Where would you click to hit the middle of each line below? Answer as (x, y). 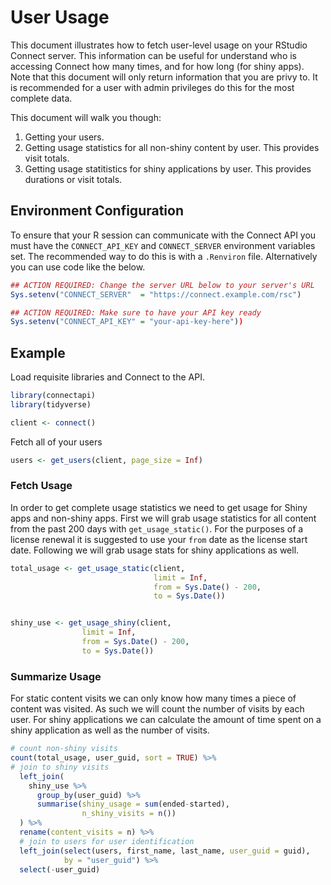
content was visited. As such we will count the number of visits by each (157, 709)
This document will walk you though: (86, 117)
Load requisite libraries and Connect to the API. (107, 377)
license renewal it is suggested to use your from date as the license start (159, 539)
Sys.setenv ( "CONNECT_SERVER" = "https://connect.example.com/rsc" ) (156, 294)
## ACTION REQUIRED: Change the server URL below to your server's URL (162, 285)
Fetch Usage (41, 486)
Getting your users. (64, 137)
